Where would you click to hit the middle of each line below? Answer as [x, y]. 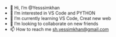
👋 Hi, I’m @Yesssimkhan [35, 8]
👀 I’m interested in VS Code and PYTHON [52, 13]
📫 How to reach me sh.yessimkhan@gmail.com [59, 29]
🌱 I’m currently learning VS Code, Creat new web [60, 18]
